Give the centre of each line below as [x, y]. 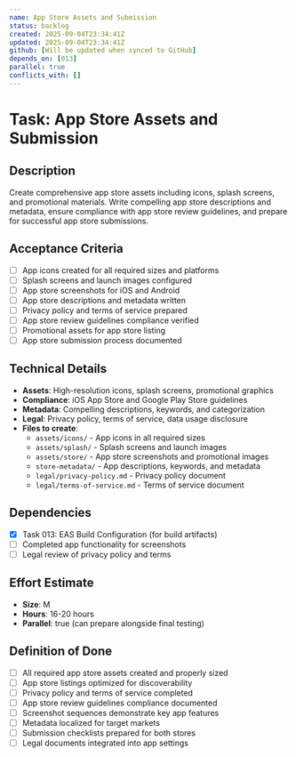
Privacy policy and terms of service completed [108, 693]
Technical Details [58, 369]
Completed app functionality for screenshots [104, 544]
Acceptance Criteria [66, 249]
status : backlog [39, 26]
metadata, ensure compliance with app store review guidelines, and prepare [148, 211]
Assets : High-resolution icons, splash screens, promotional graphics [148, 390]
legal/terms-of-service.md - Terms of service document [140, 485]
